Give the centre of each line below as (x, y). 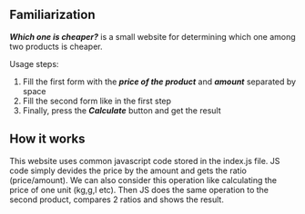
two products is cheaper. (56, 46)
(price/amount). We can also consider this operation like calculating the (143, 180)
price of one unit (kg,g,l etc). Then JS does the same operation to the (139, 190)
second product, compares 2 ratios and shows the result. (117, 199)
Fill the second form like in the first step (97, 101)
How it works (47, 139)
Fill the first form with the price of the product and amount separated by (159, 82)
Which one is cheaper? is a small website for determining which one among (152, 36)
